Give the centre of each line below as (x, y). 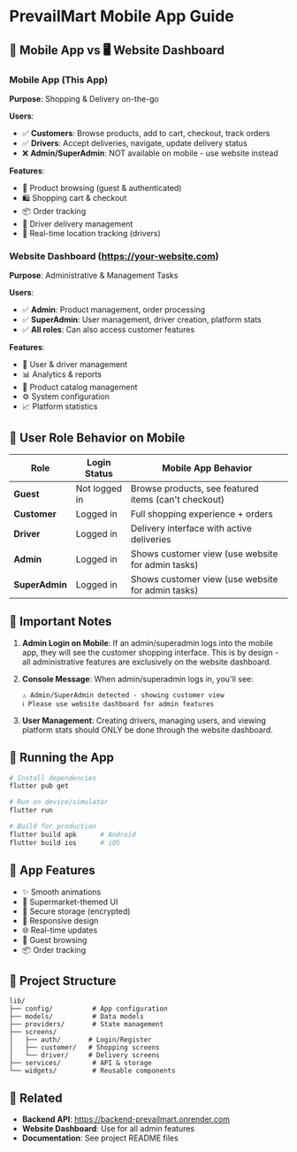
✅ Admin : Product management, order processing (114, 310)
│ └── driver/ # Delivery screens (85, 1056)
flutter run (31, 810)
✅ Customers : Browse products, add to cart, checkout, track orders (146, 133)
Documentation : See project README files (100, 1138)
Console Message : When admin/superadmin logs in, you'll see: (137, 679)
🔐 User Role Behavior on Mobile (97, 438)
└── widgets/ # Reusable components (92, 1071)
